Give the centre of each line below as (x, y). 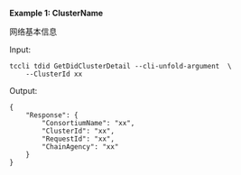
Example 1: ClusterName (56, 13)
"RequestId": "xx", (79, 139)
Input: (20, 50)
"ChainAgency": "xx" (80, 147)
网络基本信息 (33, 32)
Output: (23, 91)
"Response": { (52, 115)
